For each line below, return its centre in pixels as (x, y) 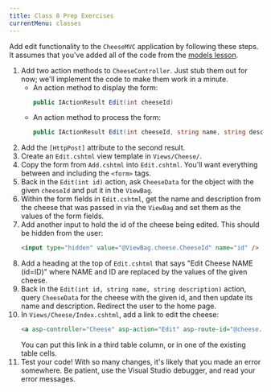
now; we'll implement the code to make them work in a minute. (124, 79)
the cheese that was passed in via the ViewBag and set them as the (131, 208)
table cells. (39, 353)
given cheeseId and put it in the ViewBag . (87, 191)
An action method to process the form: (97, 118)
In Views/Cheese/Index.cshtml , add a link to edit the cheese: (120, 315)
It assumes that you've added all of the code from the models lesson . (124, 55)
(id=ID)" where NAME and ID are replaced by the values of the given (134, 272)
